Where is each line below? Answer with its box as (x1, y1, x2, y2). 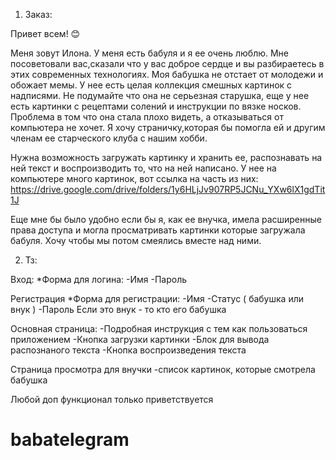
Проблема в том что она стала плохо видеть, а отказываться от (10, 111, 284, 123)
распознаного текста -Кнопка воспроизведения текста (10, 344, 247, 356)
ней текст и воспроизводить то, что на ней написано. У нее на (10, 162, 277, 174)
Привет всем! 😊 (10, 28, 81, 39)
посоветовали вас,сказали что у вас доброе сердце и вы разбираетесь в (10, 58, 325, 69)
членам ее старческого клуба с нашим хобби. (10, 132, 208, 144)
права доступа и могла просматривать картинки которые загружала (10, 224, 306, 236)
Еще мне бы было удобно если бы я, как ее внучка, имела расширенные (10, 214, 322, 225)
